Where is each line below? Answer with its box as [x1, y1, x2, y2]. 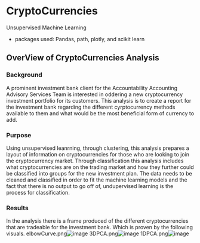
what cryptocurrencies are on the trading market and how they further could [6, 163, 194, 171]
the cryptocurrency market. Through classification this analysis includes [6, 157, 184, 164]
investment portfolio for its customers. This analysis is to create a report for [6, 97, 192, 104]
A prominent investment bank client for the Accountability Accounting [6, 84, 178, 91]
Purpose [6, 131, 32, 139]
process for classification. [6, 189, 70, 196]
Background [6, 70, 43, 79]
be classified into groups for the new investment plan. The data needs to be [6, 170, 192, 177]
